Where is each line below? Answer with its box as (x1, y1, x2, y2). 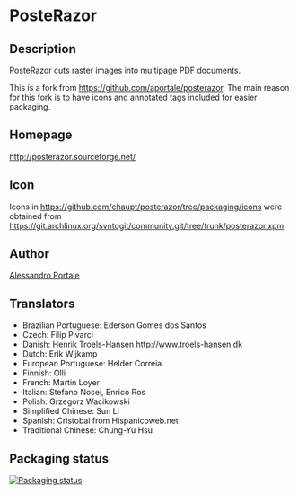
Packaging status (9, 451, 110, 466)
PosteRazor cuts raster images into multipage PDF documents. (9, 65, 241, 75)
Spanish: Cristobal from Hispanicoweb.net (22, 415, 180, 427)
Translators (9, 296, 75, 311)
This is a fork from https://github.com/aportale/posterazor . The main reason (9, 83, 290, 93)
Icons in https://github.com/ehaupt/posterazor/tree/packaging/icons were (9, 201, 283, 212)
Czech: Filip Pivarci (22, 330, 94, 340)
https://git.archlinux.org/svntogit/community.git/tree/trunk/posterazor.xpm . (9, 220, 287, 231)
